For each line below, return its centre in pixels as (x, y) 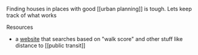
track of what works (31, 15)
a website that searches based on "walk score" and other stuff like (99, 39)
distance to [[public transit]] (50, 46)
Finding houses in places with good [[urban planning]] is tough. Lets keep (99, 9)
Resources (20, 27)
